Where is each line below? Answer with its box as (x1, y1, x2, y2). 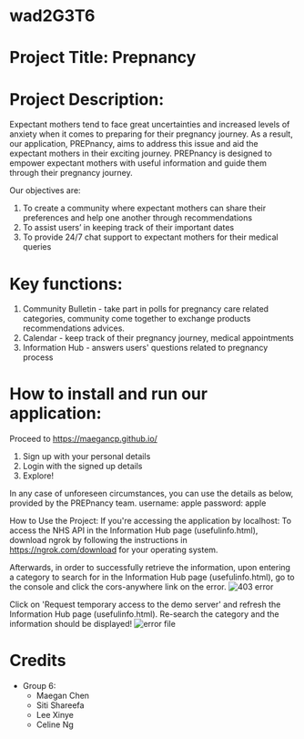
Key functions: (9, 273, 123, 294)
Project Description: (9, 88, 165, 109)
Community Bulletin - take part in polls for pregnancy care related (22, 303, 269, 314)
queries (22, 241, 52, 252)
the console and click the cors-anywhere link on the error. (9, 581, 227, 592)
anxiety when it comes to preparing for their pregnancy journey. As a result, (9, 128, 293, 139)
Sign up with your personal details (22, 451, 151, 462)
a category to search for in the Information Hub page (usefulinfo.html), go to (9, 571, 296, 583)
